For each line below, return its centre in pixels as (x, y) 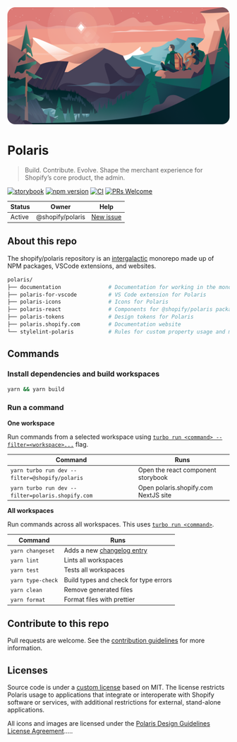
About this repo (42, 241)
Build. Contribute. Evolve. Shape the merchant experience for (114, 170)
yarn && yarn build (36, 389)
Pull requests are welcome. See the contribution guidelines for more (106, 641)
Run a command (36, 408)
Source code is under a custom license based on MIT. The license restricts (116, 688)
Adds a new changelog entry (106, 550)
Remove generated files (98, 589)
